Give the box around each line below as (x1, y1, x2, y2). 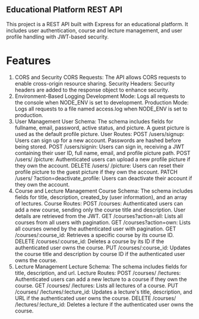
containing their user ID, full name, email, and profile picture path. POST (14, 149, 191, 156)
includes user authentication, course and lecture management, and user (6, 27, 183, 34)
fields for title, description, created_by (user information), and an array (14, 193, 187, 201)
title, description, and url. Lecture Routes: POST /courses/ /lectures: (14, 269, 181, 276)
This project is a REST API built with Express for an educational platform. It (6, 20, 188, 27)
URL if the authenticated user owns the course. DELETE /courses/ (14, 294, 176, 302)
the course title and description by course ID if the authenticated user (14, 250, 185, 257)
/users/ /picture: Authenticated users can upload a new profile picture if (14, 156, 191, 163)
